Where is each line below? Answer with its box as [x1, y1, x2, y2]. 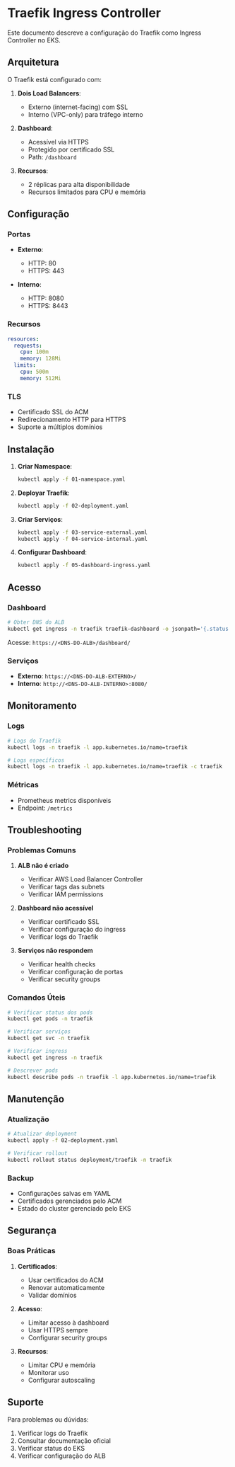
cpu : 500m [20, 368, 49, 376]
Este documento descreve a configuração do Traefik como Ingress [7, 28, 202, 37]
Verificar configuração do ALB [17, 1451, 106, 1460]
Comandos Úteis [7, 993, 66, 1003]
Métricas [7, 780, 39, 790]
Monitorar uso [28, 1368, 69, 1376]
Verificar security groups [28, 975, 101, 983]
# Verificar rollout [7, 1149, 68, 1157]
